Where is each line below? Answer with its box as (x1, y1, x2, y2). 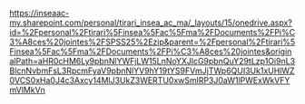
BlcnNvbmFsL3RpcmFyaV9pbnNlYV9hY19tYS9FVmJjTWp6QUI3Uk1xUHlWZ (9, 65, 295, 76)
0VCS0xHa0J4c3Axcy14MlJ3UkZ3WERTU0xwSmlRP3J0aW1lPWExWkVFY (9, 75, 290, 85)
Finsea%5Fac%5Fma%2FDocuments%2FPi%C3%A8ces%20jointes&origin (9, 46, 292, 57)
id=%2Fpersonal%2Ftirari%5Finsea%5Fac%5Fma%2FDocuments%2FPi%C (9, 27, 296, 37)
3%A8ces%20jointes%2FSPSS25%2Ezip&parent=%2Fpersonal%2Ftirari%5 (9, 36, 296, 47)
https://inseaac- (9, 8, 70, 18)
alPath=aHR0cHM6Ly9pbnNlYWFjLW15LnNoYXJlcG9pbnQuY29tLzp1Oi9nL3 (9, 56, 296, 66)
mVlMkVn (9, 85, 45, 95)
